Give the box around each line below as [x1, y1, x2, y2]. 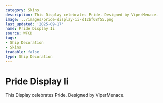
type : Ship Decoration [5, 54, 53, 59]
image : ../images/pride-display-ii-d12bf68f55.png [5, 17, 114, 22]
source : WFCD [5, 31, 33, 36]
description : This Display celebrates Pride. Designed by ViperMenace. [5, 12, 158, 17]
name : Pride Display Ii [5, 26, 55, 31]
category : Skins [5, 7, 39, 13]
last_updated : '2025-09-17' [5, 21, 64, 27]
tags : [5, 36, 17, 41]
